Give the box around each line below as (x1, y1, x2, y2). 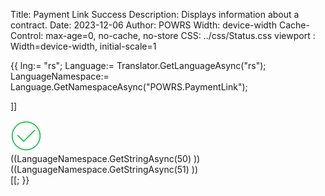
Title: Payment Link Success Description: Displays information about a (10, 9, 300, 20)
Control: (10, 30, 44, 41)
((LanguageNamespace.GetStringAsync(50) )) (10, 153, 201, 164)
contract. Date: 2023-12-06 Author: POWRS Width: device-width (10, 19, 277, 31)
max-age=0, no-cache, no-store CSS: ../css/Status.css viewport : (45, 30, 316, 41)
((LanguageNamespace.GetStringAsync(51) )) (10, 164, 199, 175)
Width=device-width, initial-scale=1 (10, 40, 157, 52)
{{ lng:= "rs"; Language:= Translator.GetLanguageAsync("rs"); (10, 60, 267, 71)
